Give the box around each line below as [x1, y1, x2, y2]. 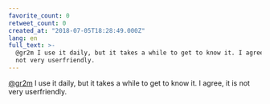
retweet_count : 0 [8, 19, 67, 27]
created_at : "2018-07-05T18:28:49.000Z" [8, 26, 146, 34]
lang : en [8, 34, 38, 42]
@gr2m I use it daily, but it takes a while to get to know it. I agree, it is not [8, 78, 251, 88]
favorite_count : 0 [8, 11, 70, 20]
